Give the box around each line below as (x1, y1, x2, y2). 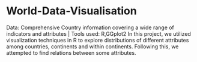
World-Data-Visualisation (6, 4, 137, 18)
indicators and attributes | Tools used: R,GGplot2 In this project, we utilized (6, 30, 191, 37)
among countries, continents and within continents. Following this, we (6, 43, 179, 50)
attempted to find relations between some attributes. (6, 49, 136, 56)
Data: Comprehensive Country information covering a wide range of (6, 24, 174, 31)
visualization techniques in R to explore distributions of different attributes (6, 36, 189, 44)
